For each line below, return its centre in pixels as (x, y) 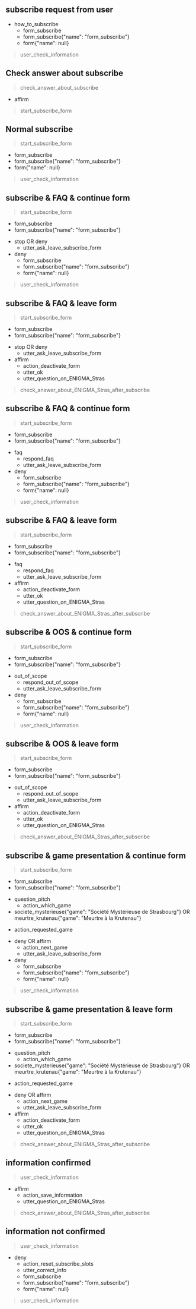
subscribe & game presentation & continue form (96, 855)
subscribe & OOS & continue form (69, 632)
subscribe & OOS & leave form (62, 744)
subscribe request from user (60, 10)
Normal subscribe (39, 129)
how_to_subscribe (36, 24)
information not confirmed (55, 1231)
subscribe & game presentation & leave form (89, 1009)
